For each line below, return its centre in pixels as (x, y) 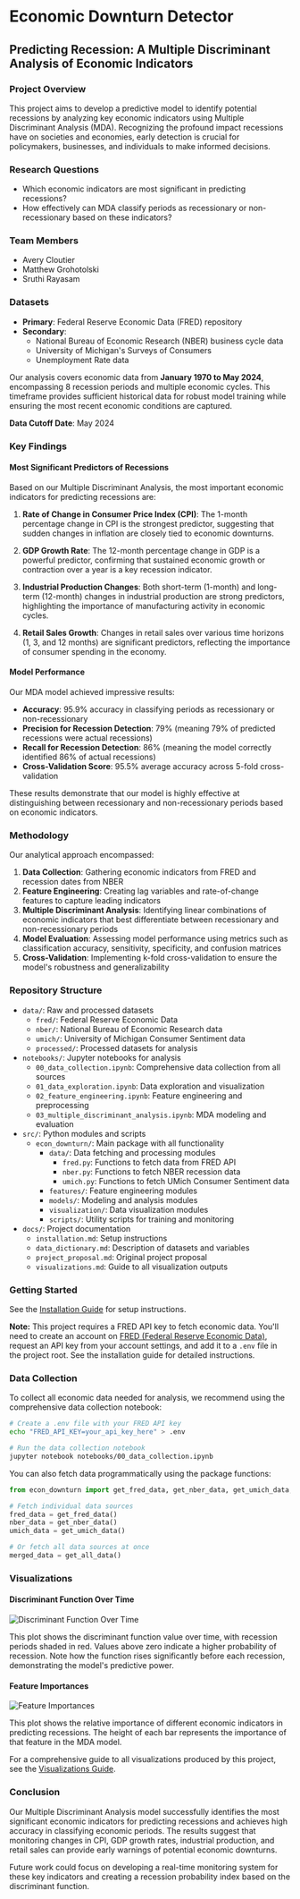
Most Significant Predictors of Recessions (89, 468)
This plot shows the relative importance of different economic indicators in (146, 1723)
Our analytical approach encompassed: (82, 855)
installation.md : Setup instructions (101, 1238)
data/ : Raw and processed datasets (88, 1010)
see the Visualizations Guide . (62, 1769)
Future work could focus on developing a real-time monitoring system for (144, 1867)
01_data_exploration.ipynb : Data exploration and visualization (150, 1086)
